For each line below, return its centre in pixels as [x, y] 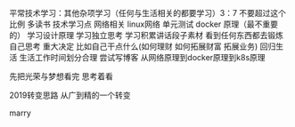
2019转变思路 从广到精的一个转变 [70, 95]
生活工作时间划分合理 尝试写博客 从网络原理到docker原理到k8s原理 [142, 57]
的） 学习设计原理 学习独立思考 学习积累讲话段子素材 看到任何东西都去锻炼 [146, 35]
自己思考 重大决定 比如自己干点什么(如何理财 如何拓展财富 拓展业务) [134, 46]
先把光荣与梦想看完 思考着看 [61, 76]
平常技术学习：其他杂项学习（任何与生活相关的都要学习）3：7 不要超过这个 [148, 13]
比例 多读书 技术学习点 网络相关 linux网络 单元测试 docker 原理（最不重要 [144, 24]
